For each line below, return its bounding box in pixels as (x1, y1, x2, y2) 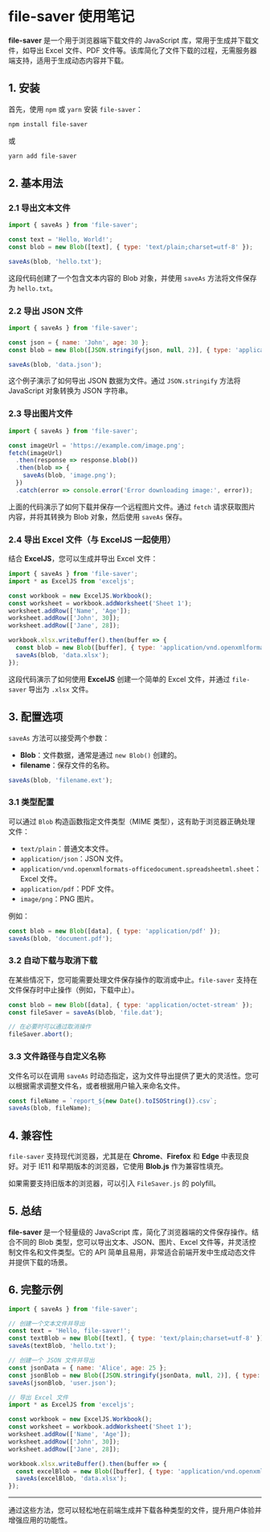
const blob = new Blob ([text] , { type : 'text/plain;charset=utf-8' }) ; (8, 243, 253, 251)
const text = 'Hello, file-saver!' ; (8, 1327, 131, 1335)
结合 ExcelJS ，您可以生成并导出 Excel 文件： (8, 554, 158, 564)
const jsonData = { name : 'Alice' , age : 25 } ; (8, 1364, 167, 1372)
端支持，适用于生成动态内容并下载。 (8, 55, 129, 65)
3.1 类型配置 (8, 797, 55, 808)
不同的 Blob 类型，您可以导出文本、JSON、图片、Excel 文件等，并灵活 (14, 1237, 249, 1247)
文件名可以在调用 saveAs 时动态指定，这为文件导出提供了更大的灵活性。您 (8, 1070, 252, 1080)
